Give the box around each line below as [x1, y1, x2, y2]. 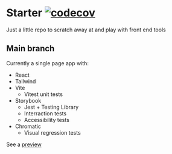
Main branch [6, 43, 55, 54]
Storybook [14, 97, 42, 104]
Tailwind [14, 77, 36, 85]
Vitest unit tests [24, 91, 63, 98]
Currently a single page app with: [6, 59, 89, 66]
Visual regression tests [24, 129, 81, 136]
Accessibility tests [24, 116, 69, 123]
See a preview [6, 141, 42, 148]
